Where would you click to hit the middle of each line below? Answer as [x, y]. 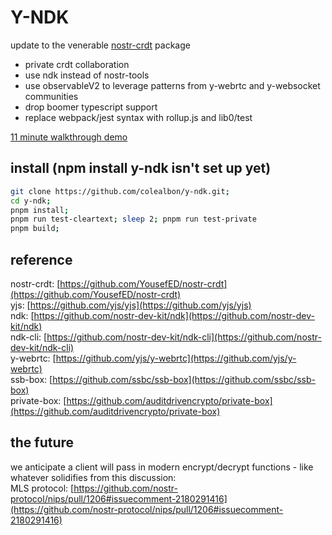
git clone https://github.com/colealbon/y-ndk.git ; [120, 191]
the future [42, 442]
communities [51, 96]
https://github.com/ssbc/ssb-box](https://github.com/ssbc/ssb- [184, 379]
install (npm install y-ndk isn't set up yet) [141, 168]
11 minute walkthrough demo [69, 137]
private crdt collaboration [77, 64]
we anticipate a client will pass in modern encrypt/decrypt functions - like [162, 467]
